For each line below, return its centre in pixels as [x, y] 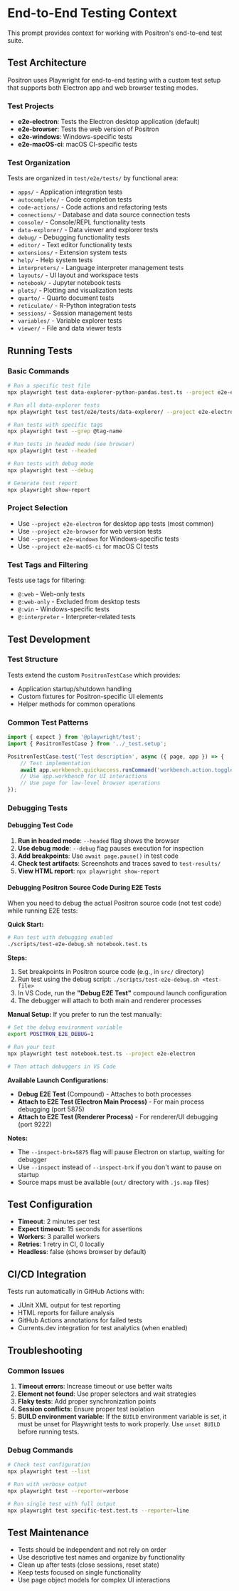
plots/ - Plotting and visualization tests [75, 291]
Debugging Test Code [40, 825]
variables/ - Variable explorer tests [70, 321]
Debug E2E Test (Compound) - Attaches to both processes [105, 1094]
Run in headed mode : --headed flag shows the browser [99, 841]
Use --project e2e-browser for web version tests [90, 531]
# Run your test [31, 1047]
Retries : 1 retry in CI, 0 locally [61, 1244]
